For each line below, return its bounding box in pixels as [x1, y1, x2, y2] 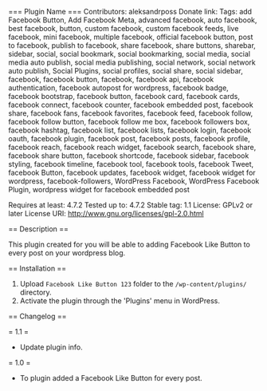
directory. [19, 287, 52, 297]
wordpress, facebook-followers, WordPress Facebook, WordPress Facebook [8, 176, 260, 186]
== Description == [8, 224, 69, 234]
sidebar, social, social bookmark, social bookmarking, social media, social [8, 49, 251, 58]
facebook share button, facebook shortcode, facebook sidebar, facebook [8, 151, 249, 160]
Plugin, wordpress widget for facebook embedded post [8, 185, 190, 194]
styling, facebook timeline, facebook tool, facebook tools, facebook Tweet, [8, 160, 254, 168]
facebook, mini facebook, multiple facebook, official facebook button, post [8, 32, 253, 41]
